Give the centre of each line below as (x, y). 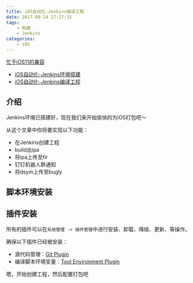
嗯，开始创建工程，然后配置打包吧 (47, 274)
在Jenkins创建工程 (37, 142)
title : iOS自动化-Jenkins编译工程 (45, 11)
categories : (21, 39)
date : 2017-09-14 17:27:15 (39, 17)
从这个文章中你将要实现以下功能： (47, 129)
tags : (13, 22)
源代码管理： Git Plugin (42, 254)
